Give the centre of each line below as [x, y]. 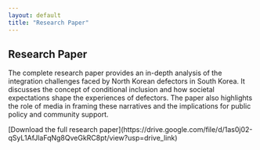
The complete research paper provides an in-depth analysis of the [115, 73]
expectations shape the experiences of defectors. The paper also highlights [130, 98]
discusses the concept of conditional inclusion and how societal [112, 90]
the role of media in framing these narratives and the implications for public [130, 106]
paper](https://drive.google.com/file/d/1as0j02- [176, 130]
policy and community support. [58, 115]
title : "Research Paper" [49, 23]
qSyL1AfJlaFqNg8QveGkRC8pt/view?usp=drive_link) [93, 138]
